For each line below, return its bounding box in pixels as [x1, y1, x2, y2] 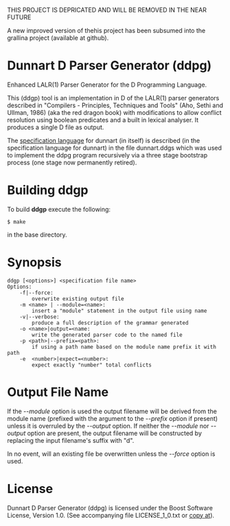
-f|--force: [19, 289, 54, 296]
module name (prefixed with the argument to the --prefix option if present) [7, 414, 218, 422]
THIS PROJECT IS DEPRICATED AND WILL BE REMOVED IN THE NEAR [7, 6, 207, 14]
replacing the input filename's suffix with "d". [7, 436, 135, 444]
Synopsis [7, 254, 62, 270]
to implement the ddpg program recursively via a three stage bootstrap [7, 151, 208, 159]
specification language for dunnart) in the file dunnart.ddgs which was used [7, 144, 222, 152]
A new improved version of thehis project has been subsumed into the [7, 27, 206, 34]
